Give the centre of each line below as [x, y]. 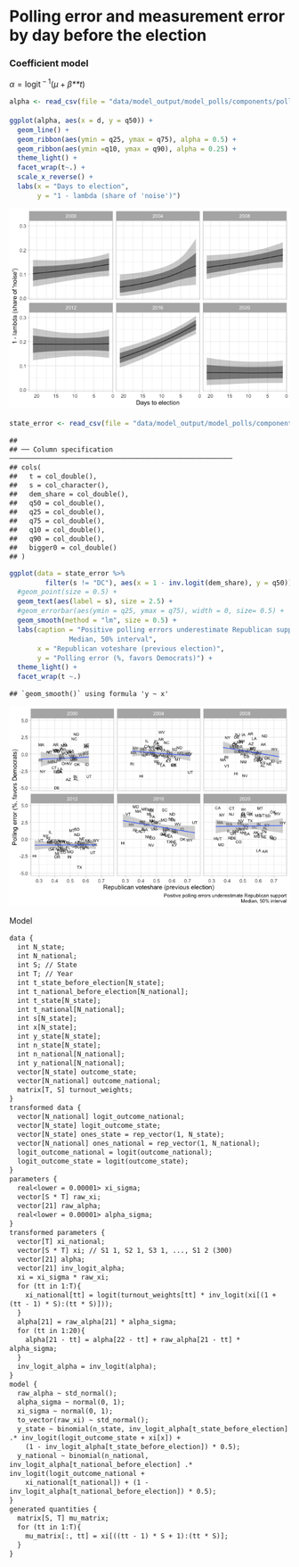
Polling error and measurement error [147, 17]
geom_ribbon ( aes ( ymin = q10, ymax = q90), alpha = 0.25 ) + [127, 149]
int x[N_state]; [47, 1028]
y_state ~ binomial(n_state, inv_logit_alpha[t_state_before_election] [153, 1430]
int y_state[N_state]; [59, 1037]
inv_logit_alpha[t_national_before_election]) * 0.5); [113, 1492]
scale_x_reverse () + [55, 177]
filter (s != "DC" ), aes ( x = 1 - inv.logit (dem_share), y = [157, 583]
